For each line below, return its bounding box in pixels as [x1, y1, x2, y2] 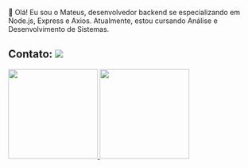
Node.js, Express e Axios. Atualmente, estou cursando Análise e [8, 16, 219, 25]
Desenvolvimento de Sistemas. [8, 25, 110, 33]
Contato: [8, 48, 53, 61]
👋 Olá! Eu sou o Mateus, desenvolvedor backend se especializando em [8, 8, 241, 17]
